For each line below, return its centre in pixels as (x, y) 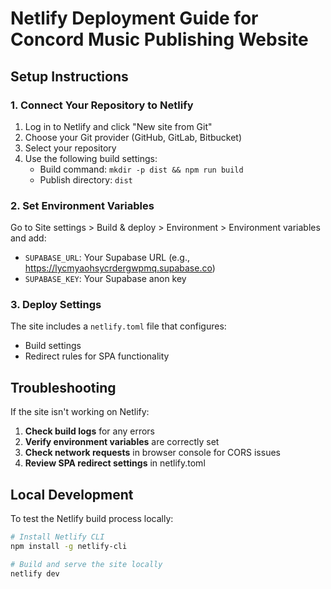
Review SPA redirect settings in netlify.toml (115, 463)
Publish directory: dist (86, 179)
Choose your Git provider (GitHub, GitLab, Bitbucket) (133, 137)
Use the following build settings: (91, 158)
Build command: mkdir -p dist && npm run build (141, 169)
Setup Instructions (69, 76)
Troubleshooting (63, 387)
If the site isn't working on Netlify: (80, 412)
